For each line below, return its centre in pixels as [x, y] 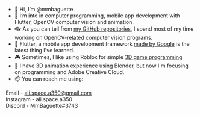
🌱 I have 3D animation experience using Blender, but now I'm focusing [102, 66]
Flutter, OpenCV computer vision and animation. [74, 22]
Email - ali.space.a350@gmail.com [48, 93]
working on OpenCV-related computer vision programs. [83, 37]
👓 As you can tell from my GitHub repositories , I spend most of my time [104, 29]
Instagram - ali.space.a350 [39, 99]
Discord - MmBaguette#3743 [42, 106]
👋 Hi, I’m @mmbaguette [44, 9]
